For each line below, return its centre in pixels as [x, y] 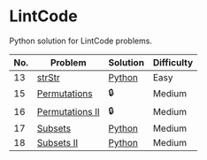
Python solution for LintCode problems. [81, 41]
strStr [48, 77]
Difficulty [173, 62]
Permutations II [68, 112]
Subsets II [57, 142]
